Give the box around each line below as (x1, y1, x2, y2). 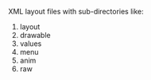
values (19, 39, 42, 48)
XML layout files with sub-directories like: (8, 7, 145, 16)
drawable (19, 31, 51, 40)
